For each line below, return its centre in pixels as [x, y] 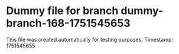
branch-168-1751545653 [68, 23]
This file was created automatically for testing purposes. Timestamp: [89, 39]
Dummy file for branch [62, 11]
